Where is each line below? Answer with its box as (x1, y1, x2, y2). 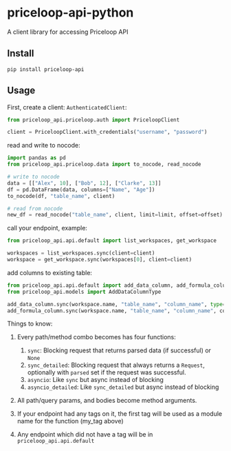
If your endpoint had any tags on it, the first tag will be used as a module (16, 410, 223, 418)
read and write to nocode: (7, 141, 80, 150)
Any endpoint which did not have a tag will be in (16, 430, 153, 439)
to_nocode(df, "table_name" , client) (7, 192, 115, 199)
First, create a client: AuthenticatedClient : (7, 103, 127, 111)
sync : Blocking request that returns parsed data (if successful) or (27, 346, 212, 354)
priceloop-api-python (7, 5, 134, 21)
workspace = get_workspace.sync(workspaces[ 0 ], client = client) (7, 257, 192, 263)
